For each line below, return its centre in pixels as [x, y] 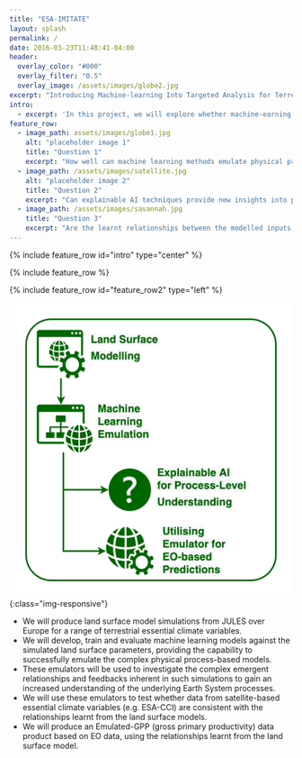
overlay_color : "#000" [60, 67]
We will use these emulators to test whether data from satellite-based [151, 698]
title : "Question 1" [64, 152]
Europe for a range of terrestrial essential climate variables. [132, 630]
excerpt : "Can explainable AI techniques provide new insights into [156, 200]
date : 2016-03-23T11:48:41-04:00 [72, 48]
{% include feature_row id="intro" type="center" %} [106, 255]
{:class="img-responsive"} [59, 603]
